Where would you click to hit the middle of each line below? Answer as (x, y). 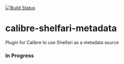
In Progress (20, 55)
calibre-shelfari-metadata (61, 28)
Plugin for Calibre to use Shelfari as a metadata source (62, 42)
